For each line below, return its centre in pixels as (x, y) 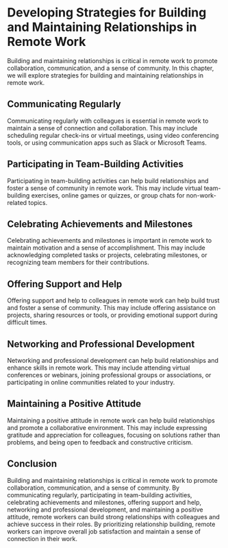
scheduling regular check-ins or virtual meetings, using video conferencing (113, 135)
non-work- (201, 195)
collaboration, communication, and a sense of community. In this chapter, (111, 68)
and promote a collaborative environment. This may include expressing (107, 427)
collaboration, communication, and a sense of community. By (93, 488)
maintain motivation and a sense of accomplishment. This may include (106, 248)
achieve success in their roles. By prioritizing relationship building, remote (111, 524)
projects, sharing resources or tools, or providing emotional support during (112, 315)
